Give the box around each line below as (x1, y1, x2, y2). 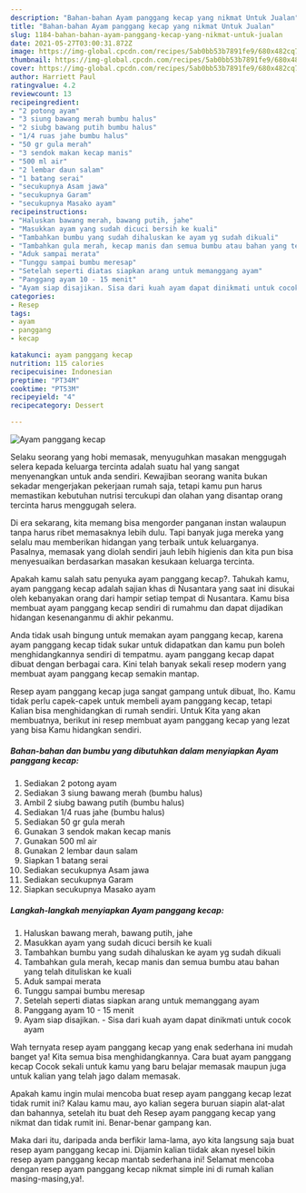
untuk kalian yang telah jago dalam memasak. (10, 1070, 181, 1081)
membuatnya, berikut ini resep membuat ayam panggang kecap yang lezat (10, 715, 291, 725)
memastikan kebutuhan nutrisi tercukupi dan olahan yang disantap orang (10, 490, 283, 500)
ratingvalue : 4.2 (10, 81, 76, 90)
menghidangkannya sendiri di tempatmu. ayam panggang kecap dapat (10, 649, 275, 659)
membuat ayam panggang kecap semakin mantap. (10, 668, 200, 679)
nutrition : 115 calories (10, 359, 104, 368)
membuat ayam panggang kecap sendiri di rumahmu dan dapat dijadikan (10, 603, 284, 613)
